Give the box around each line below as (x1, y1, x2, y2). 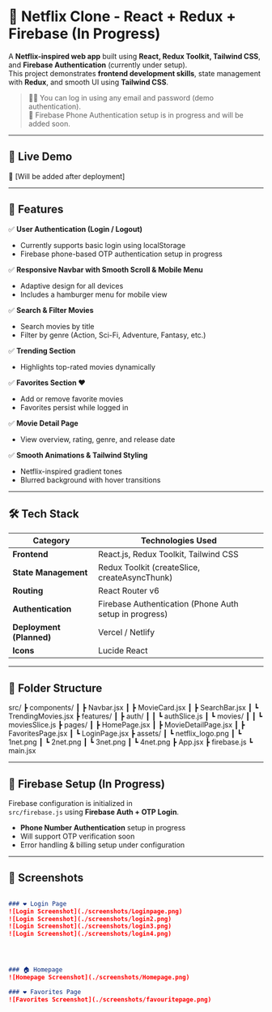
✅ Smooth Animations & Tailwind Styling (8, 450, 148, 460)
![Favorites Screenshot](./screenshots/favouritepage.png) (8, 995, 212, 1004)
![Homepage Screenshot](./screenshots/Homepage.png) (8, 973, 190, 982)
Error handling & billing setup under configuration (19, 840, 185, 850)
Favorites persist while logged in (19, 402, 129, 412)
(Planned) (12, 632, 52, 643)
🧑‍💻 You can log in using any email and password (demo (28, 92, 215, 102)
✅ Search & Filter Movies (8, 305, 95, 315)
